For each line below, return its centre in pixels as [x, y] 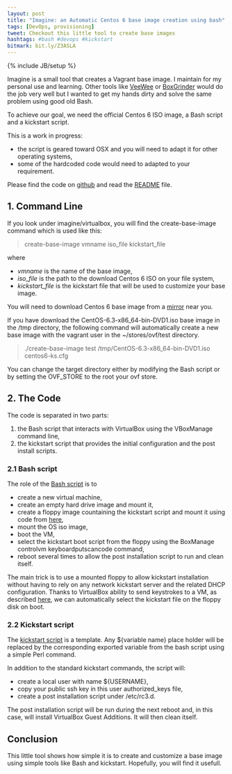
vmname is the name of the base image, [75, 271]
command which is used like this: [55, 231]
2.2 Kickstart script [41, 625]
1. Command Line [45, 207]
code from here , [40, 519]
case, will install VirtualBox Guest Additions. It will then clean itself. [102, 717]
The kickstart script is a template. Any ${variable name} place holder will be [116, 640]
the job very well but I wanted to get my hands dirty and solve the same [109, 94]
